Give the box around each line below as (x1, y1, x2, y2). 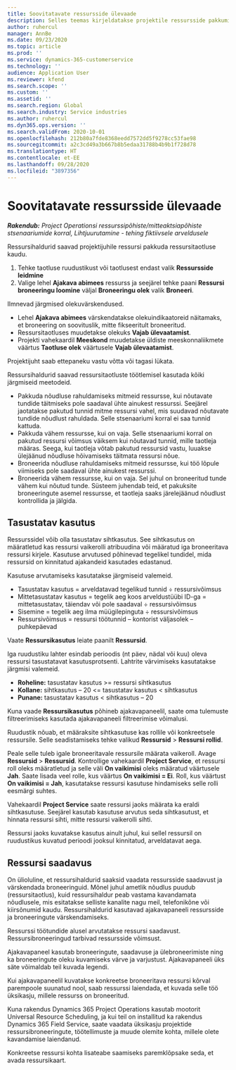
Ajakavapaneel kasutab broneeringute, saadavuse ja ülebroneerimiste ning (7, 948, 223, 957)
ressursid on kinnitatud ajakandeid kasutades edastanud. (7, 558, 173, 566)
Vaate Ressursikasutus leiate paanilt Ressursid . (7, 636, 147, 645)
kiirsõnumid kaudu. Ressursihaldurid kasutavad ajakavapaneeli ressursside (7, 906, 224, 914)
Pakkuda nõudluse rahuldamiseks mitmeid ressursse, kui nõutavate (17, 392, 213, 400)
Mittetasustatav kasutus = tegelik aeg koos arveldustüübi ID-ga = (17, 592, 207, 601)
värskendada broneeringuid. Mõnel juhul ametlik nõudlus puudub (7, 883, 196, 892)
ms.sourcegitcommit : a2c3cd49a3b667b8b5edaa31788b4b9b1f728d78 (7, 142, 197, 149)
